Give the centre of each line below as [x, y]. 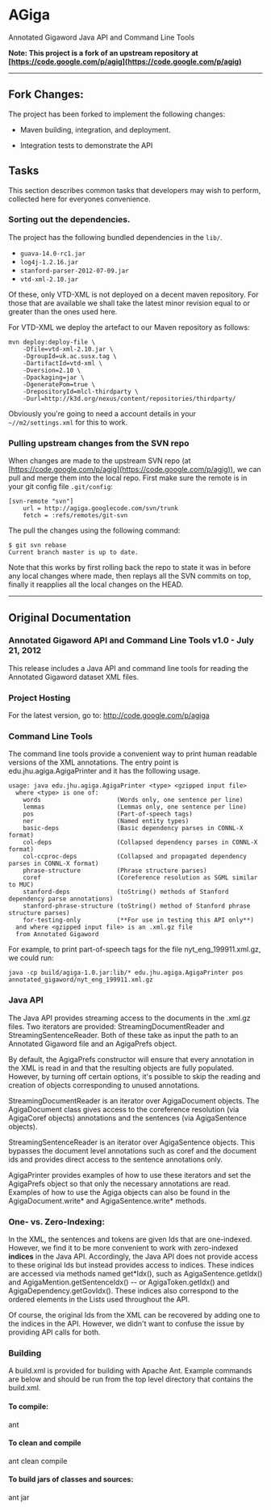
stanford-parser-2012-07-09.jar [74, 271]
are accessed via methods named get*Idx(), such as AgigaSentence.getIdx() [135, 1274]
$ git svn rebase [38, 546]
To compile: [29, 1406]
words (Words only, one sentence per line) [133, 800]
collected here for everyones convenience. [79, 199]
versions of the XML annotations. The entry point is [94, 762]
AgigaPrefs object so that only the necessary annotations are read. [119, 1183]
